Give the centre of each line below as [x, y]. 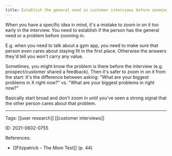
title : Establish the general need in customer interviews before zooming [87, 10]
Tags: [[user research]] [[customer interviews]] [55, 118]
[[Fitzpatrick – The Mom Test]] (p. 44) [53, 148]
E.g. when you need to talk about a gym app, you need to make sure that [82, 45]
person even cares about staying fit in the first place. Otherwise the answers [86, 51]
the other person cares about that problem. [51, 103]
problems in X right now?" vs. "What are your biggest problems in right [80, 82]
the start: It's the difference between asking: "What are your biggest [77, 77]
